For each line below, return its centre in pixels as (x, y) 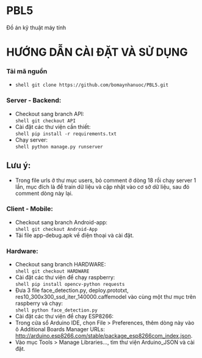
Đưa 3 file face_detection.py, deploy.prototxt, (72, 290)
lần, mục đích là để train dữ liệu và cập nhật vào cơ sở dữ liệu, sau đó (102, 186)
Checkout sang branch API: (49, 114)
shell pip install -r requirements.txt (66, 134)
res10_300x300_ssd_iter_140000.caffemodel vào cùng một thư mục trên (106, 297)
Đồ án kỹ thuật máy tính (36, 27)
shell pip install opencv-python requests (70, 285)
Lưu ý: (19, 166)
